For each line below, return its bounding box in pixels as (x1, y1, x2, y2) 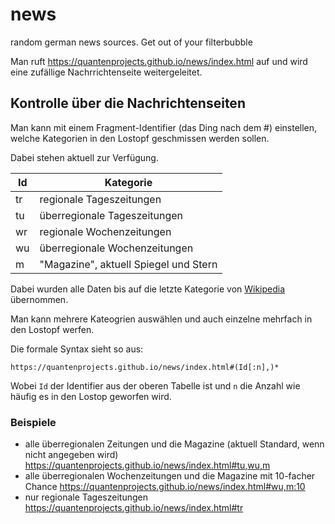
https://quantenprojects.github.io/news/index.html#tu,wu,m (24, 459, 271, 472)
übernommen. (10, 293, 69, 305)
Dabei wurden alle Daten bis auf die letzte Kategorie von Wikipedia (10, 283, 286, 295)
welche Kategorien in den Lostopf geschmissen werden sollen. (10, 132, 270, 144)
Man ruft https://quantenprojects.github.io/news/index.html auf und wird (10, 55, 308, 67)
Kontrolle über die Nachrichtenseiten (10, 95, 246, 112)
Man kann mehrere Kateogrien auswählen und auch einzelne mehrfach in (10, 313, 313, 325)
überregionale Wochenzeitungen (39, 241, 194, 255)
